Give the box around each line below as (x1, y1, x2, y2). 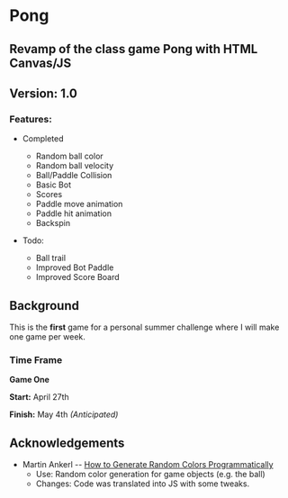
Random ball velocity (35, 160, 114, 171)
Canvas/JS (9, 55, 72, 70)
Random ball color (35, 150, 103, 162)
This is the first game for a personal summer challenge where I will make (9, 321, 280, 333)
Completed (22, 133, 64, 144)
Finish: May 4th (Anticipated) (9, 409, 119, 420)
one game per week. (9, 331, 85, 342)
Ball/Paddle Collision (35, 170, 112, 181)
